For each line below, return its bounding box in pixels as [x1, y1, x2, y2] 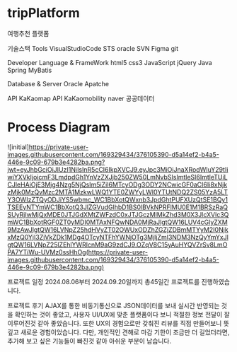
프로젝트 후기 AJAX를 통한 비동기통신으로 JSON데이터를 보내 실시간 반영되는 [7, 301, 220, 310]
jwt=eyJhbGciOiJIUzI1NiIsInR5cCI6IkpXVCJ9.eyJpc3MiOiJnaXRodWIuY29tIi [7, 165, 229, 174]
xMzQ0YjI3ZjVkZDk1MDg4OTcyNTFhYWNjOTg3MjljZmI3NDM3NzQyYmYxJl [7, 233, 229, 241]
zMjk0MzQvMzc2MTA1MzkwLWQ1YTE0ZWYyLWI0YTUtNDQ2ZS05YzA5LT [7, 187, 229, 196]
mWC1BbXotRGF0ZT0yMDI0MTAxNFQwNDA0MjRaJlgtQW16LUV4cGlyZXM [7, 218, 228, 226]
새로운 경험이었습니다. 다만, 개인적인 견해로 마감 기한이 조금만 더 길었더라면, [20, 327, 230, 336]
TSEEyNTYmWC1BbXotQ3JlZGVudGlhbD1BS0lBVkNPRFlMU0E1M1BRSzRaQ [7, 203, 229, 211]
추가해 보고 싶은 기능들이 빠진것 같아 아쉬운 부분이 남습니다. [7, 336, 172, 345]
